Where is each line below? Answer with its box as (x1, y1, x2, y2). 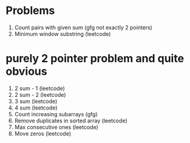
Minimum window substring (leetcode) (14, 30, 111, 37)
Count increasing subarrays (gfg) (14, 110, 98, 117)
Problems (5, 4, 55, 18)
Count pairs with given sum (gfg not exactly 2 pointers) (14, 24, 153, 31)
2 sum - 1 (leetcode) (14, 85, 65, 92)
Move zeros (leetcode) (14, 130, 72, 137)
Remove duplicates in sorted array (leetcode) (14, 117, 128, 124)
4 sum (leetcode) (14, 104, 58, 111)
